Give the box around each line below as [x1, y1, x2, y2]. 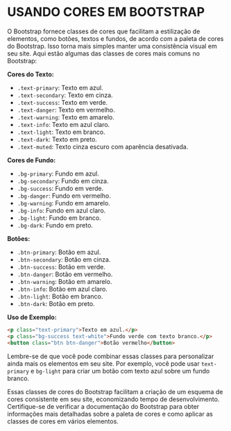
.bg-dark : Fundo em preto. [17, 221, 94, 229]
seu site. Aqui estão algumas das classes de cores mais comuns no [7, 49, 200, 58]
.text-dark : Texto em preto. [17, 135, 97, 143]
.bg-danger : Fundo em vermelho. [17, 192, 111, 200]
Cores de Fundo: [7, 155, 56, 164]
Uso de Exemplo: [7, 313, 57, 321]
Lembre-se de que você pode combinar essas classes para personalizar [7, 352, 214, 360]
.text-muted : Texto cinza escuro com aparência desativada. [17, 142, 189, 151]
